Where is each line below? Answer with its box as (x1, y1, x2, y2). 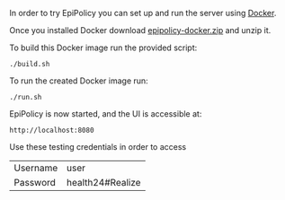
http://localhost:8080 (9, 126, 94, 135)
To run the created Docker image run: (9, 75, 148, 86)
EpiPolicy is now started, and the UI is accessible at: (9, 109, 202, 119)
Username (13, 161, 58, 174)
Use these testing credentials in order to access (9, 142, 187, 152)
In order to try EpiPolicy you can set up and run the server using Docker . (9, 8, 277, 18)
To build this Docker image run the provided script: (9, 42, 198, 53)
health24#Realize (66, 177, 141, 188)
